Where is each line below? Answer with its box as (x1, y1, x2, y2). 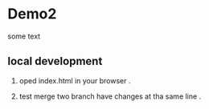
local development (7, 54, 103, 68)
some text (7, 31, 41, 41)
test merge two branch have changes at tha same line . (18, 91, 202, 101)
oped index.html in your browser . (18, 75, 131, 85)
